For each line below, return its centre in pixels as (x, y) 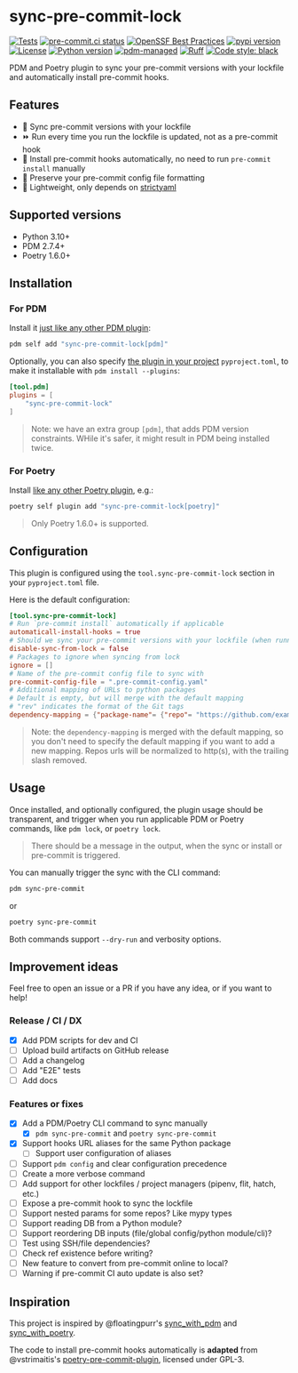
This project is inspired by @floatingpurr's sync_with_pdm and (123, 1323)
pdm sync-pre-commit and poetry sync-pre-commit (126, 1133)
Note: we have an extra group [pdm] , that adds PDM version (140, 429)
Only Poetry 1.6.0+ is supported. (90, 523)
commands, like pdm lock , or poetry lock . (85, 828)
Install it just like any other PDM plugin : (80, 328)
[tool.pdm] (29, 387)
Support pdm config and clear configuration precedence (125, 1163)
